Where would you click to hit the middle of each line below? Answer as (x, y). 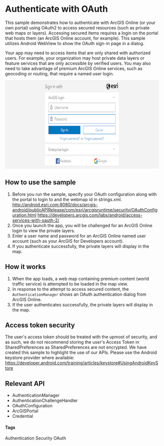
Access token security (40, 325)
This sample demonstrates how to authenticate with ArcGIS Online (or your (80, 23)
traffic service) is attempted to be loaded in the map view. (70, 284)
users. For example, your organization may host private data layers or (75, 58)
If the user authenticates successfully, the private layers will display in (82, 305)
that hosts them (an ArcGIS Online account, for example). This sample (75, 38)
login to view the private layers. (44, 231)
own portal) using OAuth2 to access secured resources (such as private (77, 27)
